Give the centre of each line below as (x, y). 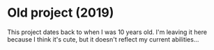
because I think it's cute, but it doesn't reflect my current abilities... (103, 39)
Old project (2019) (61, 13)
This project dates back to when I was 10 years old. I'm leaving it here (107, 32)
